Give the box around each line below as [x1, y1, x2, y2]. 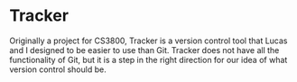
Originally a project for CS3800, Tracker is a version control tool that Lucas [9, 35, 288, 46]
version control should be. [9, 64, 107, 75]
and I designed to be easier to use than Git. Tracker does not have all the [9, 44, 280, 55]
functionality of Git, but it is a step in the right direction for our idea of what [9, 54, 288, 65]
